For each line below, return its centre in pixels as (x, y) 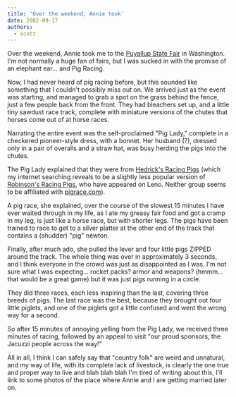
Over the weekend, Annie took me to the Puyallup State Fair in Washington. (116, 54)
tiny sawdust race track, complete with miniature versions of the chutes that (117, 112)
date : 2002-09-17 (33, 20)
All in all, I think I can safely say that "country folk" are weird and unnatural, (116, 358)
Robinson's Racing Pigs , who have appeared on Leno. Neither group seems (117, 185)
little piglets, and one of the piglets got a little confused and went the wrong (117, 308)
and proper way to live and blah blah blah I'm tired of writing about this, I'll (115, 373)
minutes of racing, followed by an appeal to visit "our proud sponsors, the (114, 336)
